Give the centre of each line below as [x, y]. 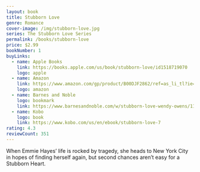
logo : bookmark [36, 100]
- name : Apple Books [37, 62]
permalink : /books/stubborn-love [48, 39]
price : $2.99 [22, 45]
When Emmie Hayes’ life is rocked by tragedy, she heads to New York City [97, 150]
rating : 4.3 [21, 128]
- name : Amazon [30, 78]
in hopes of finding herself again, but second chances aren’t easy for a [93, 157]
